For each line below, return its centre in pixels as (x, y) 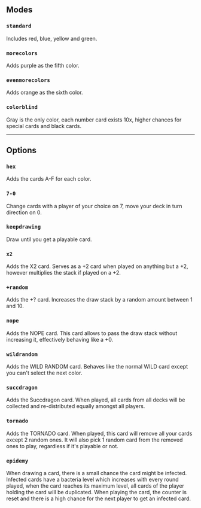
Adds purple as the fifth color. (43, 65)
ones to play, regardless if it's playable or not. (62, 446)
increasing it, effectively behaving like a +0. (60, 339)
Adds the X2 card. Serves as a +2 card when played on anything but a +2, (97, 266)
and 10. (15, 306)
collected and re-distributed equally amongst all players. (76, 406)
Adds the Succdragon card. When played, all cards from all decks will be (96, 400)
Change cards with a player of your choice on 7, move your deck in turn (94, 206)
